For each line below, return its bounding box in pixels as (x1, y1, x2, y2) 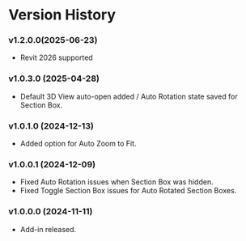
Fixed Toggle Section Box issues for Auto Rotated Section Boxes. (19, 186, 237, 196)
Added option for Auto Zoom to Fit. (19, 139, 137, 149)
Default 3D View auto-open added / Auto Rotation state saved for (19, 91, 238, 101)
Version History (8, 6, 116, 24)
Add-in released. (19, 224, 77, 234)
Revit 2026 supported (19, 53, 93, 62)
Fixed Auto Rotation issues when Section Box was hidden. (19, 177, 214, 187)
